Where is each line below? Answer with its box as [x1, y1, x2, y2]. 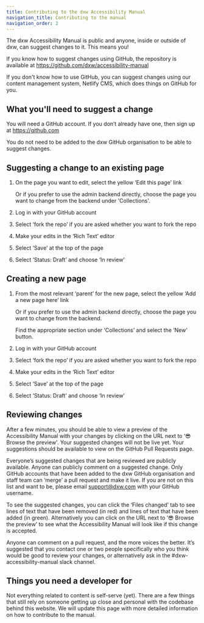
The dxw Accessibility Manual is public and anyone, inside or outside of [6, 37, 186, 44]
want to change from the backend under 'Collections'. [15, 197, 150, 204]
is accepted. [6, 527, 38, 534]
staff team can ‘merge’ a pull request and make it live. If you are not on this [6, 476, 194, 484]
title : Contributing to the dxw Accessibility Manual [6, 9, 146, 15]
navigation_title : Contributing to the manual [6, 15, 127, 21]
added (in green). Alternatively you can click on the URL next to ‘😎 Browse [6, 514, 194, 521]
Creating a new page [6, 273, 86, 284]
